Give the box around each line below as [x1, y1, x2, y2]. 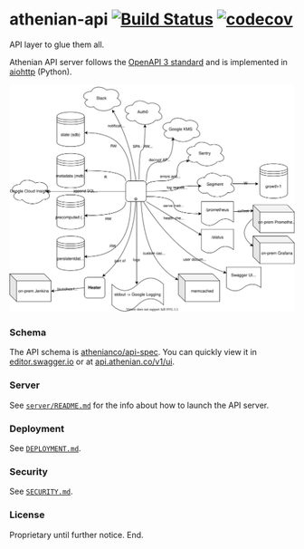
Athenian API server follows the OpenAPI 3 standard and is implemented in [9, 56, 288, 67]
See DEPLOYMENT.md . [9, 442, 81, 453]
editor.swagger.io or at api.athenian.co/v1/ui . [9, 356, 175, 367]
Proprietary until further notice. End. [9, 529, 144, 540]
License [9, 508, 45, 521]
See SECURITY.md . [9, 486, 74, 497]
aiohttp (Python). [9, 66, 72, 77]
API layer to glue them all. [9, 39, 105, 50]
